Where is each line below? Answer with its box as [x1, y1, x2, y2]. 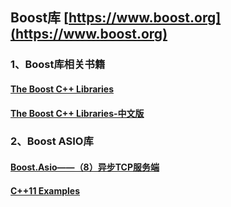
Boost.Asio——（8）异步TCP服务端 [10, 161, 160, 173]
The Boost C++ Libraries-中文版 [10, 107, 145, 119]
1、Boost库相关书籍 [10, 58, 106, 72]
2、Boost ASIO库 [10, 134, 94, 148]
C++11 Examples [10, 184, 81, 197]
